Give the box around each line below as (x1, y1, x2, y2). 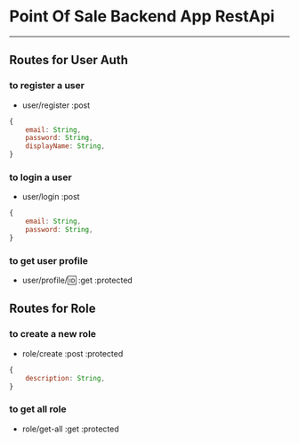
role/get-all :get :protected (21, 423, 120, 434)
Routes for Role (9, 301, 96, 316)
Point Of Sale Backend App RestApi (9, 6, 275, 27)
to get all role (9, 403, 67, 415)
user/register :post (21, 100, 91, 111)
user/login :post (21, 192, 80, 202)
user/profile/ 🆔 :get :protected (21, 275, 133, 286)
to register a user (9, 79, 85, 92)
